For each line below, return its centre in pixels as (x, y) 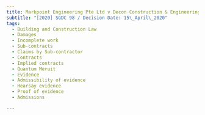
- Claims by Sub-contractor (48, 52)
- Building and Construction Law (54, 29)
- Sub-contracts (32, 46)
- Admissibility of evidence (49, 80)
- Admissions (28, 97)
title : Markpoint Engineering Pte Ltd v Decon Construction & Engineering (103, 12)
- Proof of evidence (38, 92)
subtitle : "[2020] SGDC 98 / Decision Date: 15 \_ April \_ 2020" (87, 18)
